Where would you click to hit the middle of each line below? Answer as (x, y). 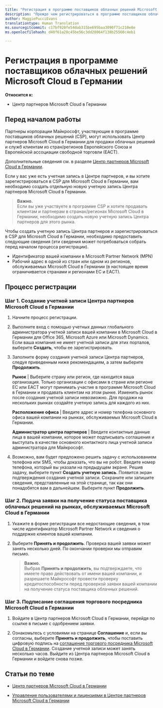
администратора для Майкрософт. (48, 448)
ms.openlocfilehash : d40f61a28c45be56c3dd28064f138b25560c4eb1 (70, 32)
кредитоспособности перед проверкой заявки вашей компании (90, 584)
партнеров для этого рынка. (46, 222)
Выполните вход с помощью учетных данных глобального (73, 327)
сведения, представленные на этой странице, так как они (72, 483)
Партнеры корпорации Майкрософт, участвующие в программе (72, 131)
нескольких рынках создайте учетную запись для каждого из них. (81, 403)
